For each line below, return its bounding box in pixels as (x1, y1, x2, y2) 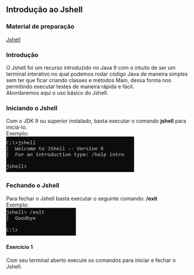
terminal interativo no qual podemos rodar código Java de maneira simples (6, 70, 188, 77)
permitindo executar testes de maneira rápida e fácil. (6, 83, 134, 90)
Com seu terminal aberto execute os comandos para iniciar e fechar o (6, 257, 176, 264)
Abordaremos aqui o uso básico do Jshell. (6, 89, 108, 96)
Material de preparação (6, 22, 75, 31)
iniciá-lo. (6, 124, 28, 131)
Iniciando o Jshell (6, 103, 58, 112)
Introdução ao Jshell (6, 5, 83, 15)
